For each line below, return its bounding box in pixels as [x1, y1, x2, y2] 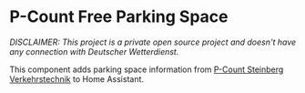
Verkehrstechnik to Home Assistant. [9, 73, 144, 84]
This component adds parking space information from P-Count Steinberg [9, 64, 284, 75]
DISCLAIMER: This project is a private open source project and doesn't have [9, 36, 297, 47]
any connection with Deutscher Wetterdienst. [9, 46, 179, 57]
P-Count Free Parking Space [9, 6, 229, 27]
